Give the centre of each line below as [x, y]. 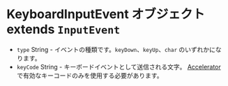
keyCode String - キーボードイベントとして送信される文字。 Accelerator [119, 67]
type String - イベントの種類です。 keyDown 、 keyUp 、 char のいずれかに [116, 49]
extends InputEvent [63, 29]
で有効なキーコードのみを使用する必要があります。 [90, 75]
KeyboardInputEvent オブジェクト [106, 14]
